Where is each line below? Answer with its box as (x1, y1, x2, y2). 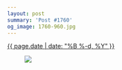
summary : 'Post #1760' (7, 17, 73, 24)
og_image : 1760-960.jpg (7, 23, 76, 30)
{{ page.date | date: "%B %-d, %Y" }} (7, 42, 115, 51)
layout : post (7, 10, 45, 17)
